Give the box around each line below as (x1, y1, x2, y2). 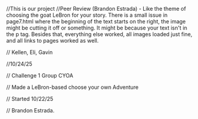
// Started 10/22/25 (6, 96, 54, 102)
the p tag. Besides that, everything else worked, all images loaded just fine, (6, 31, 193, 38)
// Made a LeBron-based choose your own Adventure (6, 84, 139, 91)
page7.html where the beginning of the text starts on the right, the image (6, 18, 186, 25)
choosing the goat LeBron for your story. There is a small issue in (6, 11, 168, 19)
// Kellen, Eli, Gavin (6, 49, 53, 56)
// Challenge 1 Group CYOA (6, 72, 73, 79)
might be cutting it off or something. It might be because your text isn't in (6, 24, 188, 31)
